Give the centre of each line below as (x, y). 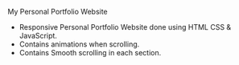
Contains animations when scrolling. (79, 44)
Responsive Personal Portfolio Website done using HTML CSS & (125, 27)
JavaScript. (38, 36)
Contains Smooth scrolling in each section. (90, 53)
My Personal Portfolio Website (58, 12)
